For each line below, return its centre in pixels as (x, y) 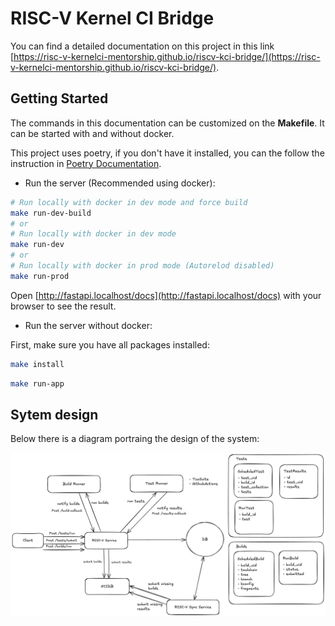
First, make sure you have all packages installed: (110, 344)
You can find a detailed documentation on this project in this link (142, 46)
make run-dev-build (51, 213)
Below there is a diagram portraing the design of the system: (135, 439)
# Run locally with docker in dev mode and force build (129, 202)
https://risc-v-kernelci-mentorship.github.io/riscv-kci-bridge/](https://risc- (167, 56)
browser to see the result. (63, 306)
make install (37, 364)
